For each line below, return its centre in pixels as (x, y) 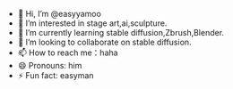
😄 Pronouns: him (50, 65)
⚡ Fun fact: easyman (56, 75)
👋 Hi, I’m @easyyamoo (59, 14)
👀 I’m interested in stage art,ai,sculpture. (92, 23)
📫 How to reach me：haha (68, 53)
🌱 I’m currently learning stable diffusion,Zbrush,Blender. (121, 32)
